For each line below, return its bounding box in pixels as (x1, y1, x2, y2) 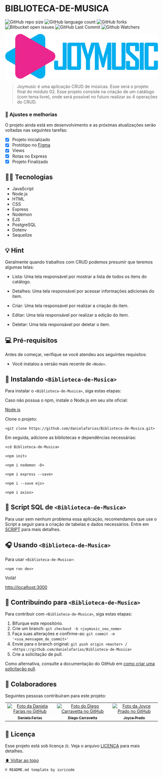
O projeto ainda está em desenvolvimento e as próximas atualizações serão (5, 122, 156, 128)
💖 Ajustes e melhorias (5, 111, 57, 118)
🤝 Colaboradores (5, 680, 57, 688)
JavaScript (12, 186, 34, 192)
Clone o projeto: (5, 416, 37, 422)
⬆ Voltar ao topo (5, 758, 39, 763)
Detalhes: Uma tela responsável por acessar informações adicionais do (12, 288, 154, 294)
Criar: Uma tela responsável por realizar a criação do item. (12, 303, 129, 308)
